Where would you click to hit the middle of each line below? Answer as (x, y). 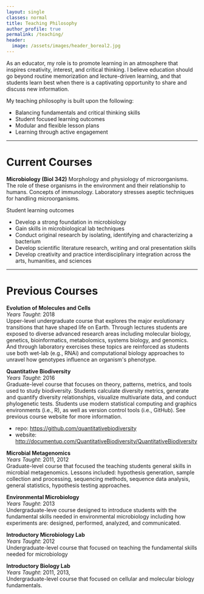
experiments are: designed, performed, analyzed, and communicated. (93, 523)
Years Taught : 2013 (31, 503)
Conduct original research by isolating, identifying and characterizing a (104, 235)
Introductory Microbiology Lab (46, 534)
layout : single (25, 12)
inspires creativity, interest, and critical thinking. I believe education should (100, 69)
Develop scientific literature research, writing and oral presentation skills (105, 247)
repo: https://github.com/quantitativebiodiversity (76, 428)
